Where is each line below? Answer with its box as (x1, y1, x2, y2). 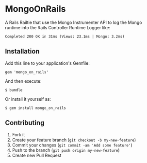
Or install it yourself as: (5, 96, 51, 102)
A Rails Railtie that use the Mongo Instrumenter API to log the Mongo (5, 19, 142, 25)
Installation (5, 47, 40, 55)
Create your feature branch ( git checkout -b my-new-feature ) (12, 137, 136, 143)
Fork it (12, 131, 25, 137)
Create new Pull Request (12, 152, 62, 158)
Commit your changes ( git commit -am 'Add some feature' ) (12, 142, 132, 148)
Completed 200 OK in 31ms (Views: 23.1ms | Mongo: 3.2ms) (5, 34, 125, 39)
